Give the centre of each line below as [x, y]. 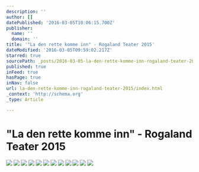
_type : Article [25, 99]
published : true [26, 66]
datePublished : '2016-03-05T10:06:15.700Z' [61, 22]
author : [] [20, 17]
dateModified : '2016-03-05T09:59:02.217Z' [59, 50]
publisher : [20, 28]
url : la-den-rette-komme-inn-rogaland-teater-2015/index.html [84, 89]
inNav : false [22, 83]
